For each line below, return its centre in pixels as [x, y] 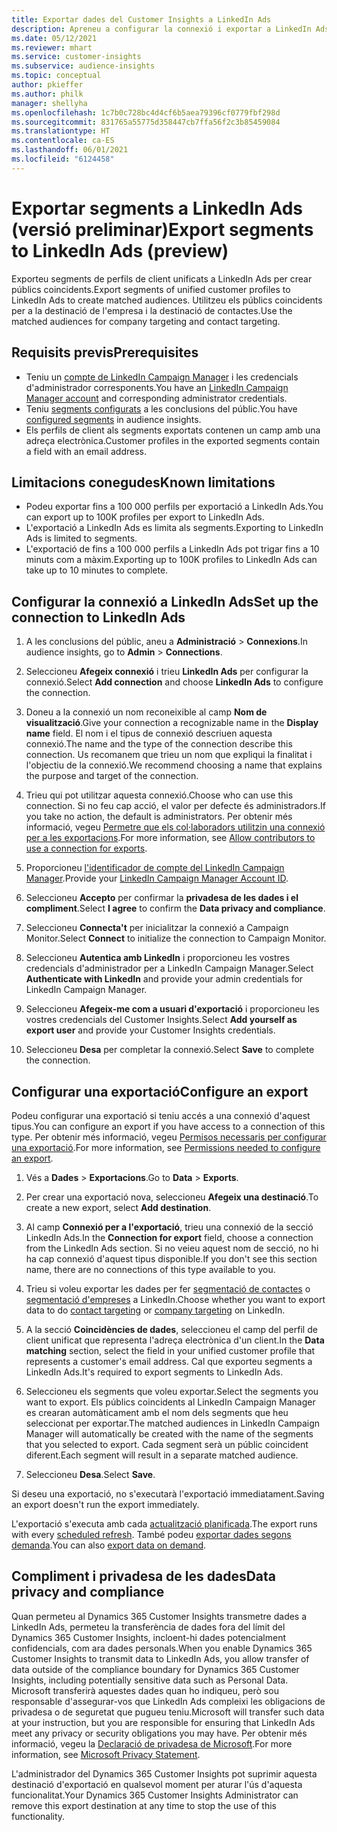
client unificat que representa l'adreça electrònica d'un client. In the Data [175, 1340]
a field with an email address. [86, 451]
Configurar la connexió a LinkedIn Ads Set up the [165, 601]
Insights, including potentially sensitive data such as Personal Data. [150, 1680]
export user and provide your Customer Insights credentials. [150, 1030]
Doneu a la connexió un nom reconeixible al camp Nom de [146, 712]
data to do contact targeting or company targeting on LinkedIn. [155, 1310]
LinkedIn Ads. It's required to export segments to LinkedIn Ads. [154, 1372]
